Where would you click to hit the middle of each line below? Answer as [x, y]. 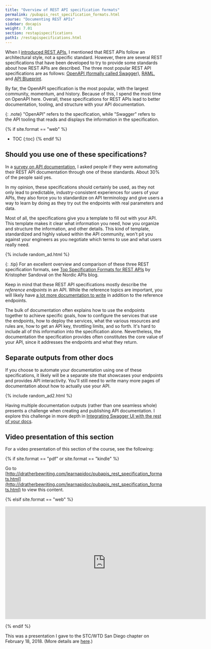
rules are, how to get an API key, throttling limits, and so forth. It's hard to [80, 326]
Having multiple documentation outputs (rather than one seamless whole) [81, 405]
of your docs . [19, 421]
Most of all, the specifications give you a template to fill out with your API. [81, 218]
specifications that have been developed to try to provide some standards [81, 63]
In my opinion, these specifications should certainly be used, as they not [80, 187]
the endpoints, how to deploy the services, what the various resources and [82, 321]
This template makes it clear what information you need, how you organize [82, 223]
